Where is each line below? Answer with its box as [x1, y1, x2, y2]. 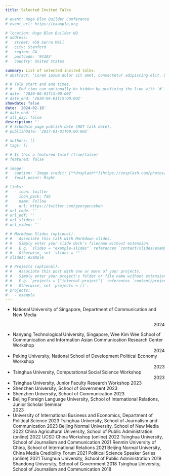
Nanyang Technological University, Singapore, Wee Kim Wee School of [12, 331, 161, 337]
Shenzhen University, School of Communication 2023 [12, 391, 125, 397]
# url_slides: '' [5, 218, 42, 223]
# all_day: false [5, 115, 42, 120]
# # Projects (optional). [5, 264, 60, 269]
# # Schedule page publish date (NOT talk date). [5, 124, 112, 129]
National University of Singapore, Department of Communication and [12, 307, 157, 313]
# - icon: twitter [5, 189, 49, 194]
